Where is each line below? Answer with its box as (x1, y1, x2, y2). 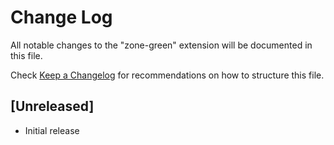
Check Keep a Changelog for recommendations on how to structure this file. (10, 69, 325, 81)
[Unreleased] (10, 98, 95, 115)
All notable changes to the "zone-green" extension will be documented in (10, 39, 313, 51)
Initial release (24, 124, 80, 136)
